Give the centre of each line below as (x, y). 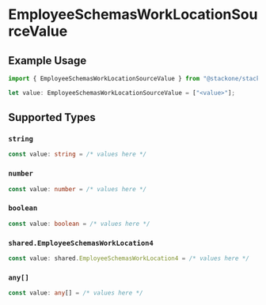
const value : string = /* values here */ (78, 154)
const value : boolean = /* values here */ (79, 224)
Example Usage (47, 60)
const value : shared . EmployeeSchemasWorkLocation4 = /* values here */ (129, 258)
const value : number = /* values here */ (78, 189)
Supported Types (52, 117)
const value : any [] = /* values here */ (76, 293)
